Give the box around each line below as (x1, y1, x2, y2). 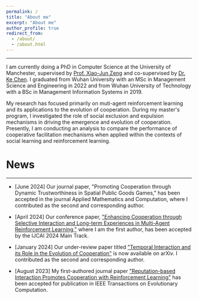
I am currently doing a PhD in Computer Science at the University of (6, 63, 171, 70)
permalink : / (6, 8, 38, 15)
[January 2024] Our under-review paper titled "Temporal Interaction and (14, 243, 191, 251)
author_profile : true (6, 25, 60, 31)
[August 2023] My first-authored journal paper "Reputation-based (14, 267, 176, 274)
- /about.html (11, 42, 46, 48)
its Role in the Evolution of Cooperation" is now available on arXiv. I (14, 249, 178, 257)
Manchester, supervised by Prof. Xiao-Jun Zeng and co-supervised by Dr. (6, 69, 186, 77)
